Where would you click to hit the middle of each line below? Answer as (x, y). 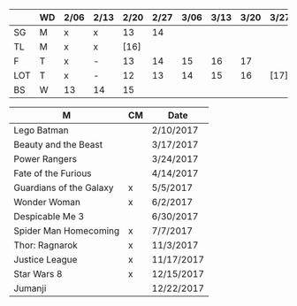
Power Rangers (46, 159)
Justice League (46, 260)
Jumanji (30, 288)
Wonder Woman (47, 202)
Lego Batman (41, 130)
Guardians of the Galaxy (64, 187)
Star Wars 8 (38, 274)
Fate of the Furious (53, 173)
